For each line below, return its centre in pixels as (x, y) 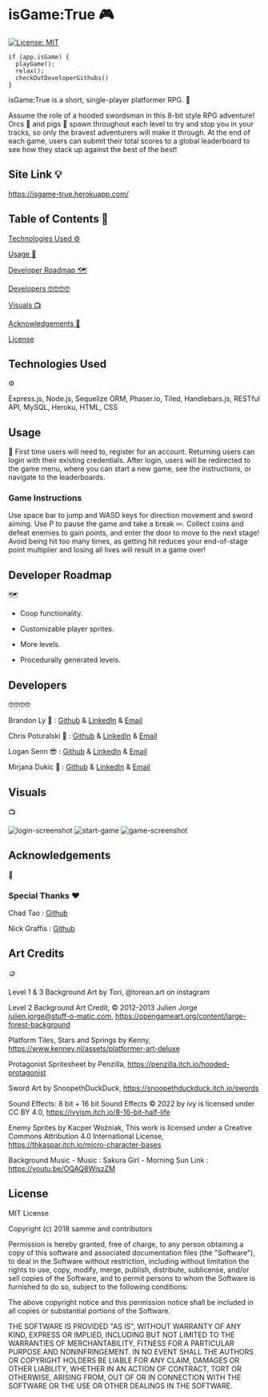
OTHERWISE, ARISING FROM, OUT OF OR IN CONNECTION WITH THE (125, 1377)
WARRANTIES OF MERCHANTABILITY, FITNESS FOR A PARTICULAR (121, 1343)
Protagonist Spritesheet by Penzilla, (67, 1064)
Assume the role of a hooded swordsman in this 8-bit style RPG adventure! (132, 115)
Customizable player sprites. (67, 629)
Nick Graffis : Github (42, 929)
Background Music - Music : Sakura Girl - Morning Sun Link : (108, 1160)
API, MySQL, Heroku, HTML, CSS (63, 407)
